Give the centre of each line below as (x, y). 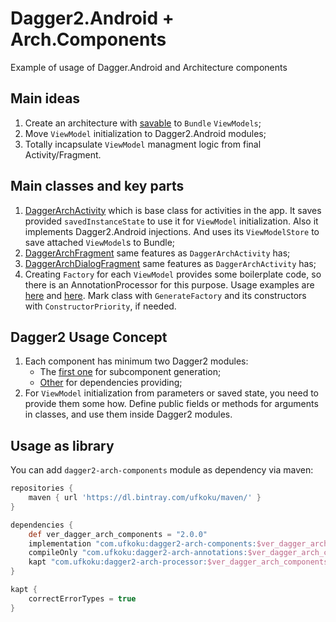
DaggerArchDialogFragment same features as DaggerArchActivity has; (170, 263)
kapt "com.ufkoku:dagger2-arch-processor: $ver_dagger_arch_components (178, 562)
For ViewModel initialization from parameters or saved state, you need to (172, 393)
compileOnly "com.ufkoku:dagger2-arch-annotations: (138, 553)
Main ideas (45, 98)
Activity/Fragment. (63, 154)
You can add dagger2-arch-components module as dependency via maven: (162, 470)
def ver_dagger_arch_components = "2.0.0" (118, 534)
